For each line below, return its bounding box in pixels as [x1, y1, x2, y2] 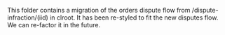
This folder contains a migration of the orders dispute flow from [7, 6, 191, 14]
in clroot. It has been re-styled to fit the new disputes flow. [50, 13, 219, 22]
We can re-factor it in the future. [7, 21, 100, 29]
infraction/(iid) [7, 13, 49, 22]
